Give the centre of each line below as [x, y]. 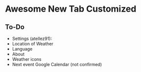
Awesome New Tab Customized [71, 9]
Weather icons [27, 59]
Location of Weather [33, 44]
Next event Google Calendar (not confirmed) [57, 64]
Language [22, 49]
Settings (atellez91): [32, 38]
